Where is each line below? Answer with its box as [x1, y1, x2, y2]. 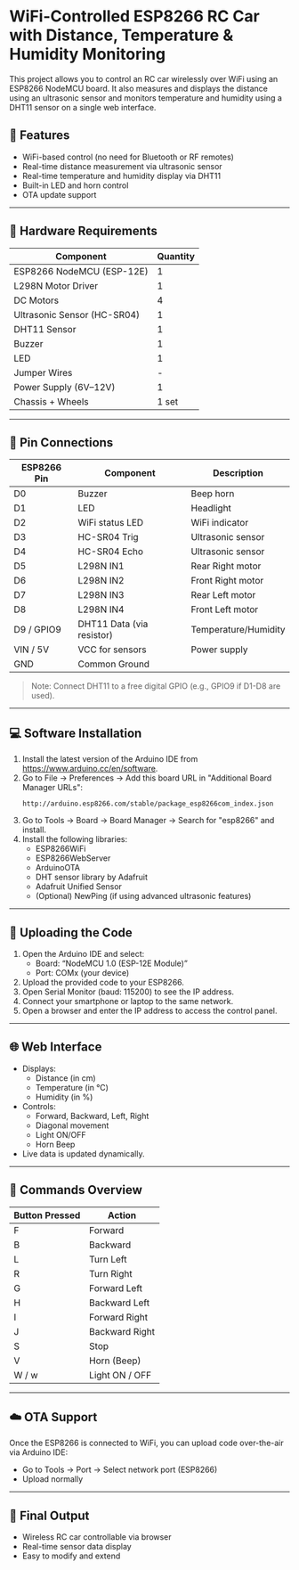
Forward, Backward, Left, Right [35, 1110, 149, 1121]
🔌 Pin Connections [9, 435, 114, 450]
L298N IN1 [77, 560, 125, 572]
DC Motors [13, 294, 60, 307]
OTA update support [21, 189, 97, 200]
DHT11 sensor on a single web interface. [9, 102, 157, 112]
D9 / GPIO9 [13, 624, 62, 636]
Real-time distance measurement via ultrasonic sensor [21, 160, 222, 171]
